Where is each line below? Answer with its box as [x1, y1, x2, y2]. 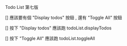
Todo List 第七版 [5, 4, 39, 10]
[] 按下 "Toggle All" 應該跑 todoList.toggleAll [5, 36, 95, 41]
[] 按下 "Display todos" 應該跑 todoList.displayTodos [5, 25, 112, 31]
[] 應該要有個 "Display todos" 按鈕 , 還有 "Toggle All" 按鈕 [5, 15, 123, 21]
